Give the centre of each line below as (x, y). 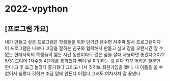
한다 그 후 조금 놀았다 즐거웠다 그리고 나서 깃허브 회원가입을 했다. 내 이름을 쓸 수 (84, 67)
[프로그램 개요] (27, 29)
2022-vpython (36, 9)
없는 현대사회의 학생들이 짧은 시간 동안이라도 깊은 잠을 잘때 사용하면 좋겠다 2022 (85, 54)
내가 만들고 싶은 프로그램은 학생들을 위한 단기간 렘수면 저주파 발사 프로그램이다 (83, 42)
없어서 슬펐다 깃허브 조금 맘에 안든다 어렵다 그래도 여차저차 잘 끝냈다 (73, 73)
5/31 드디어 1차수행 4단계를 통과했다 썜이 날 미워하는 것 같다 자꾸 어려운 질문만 (83, 61)
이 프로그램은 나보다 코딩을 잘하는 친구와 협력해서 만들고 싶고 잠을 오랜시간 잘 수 (84, 48)
